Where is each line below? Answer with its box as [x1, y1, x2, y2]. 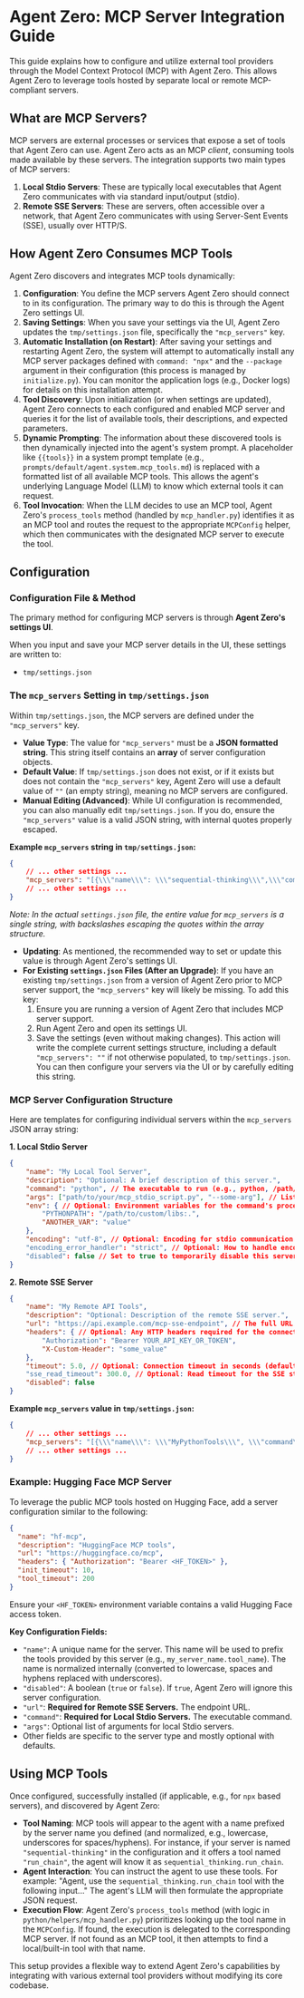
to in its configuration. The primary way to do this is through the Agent [22, 297, 285, 308]
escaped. [22, 823, 58, 835]
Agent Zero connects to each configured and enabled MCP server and [22, 403, 286, 414]
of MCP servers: [9, 163, 71, 174]
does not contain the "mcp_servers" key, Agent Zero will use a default [22, 775, 281, 786]
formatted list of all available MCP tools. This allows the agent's [22, 470, 260, 481]
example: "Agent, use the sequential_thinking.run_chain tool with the [22, 1875, 285, 1886]
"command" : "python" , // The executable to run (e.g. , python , [25, 1184, 270, 1193]
